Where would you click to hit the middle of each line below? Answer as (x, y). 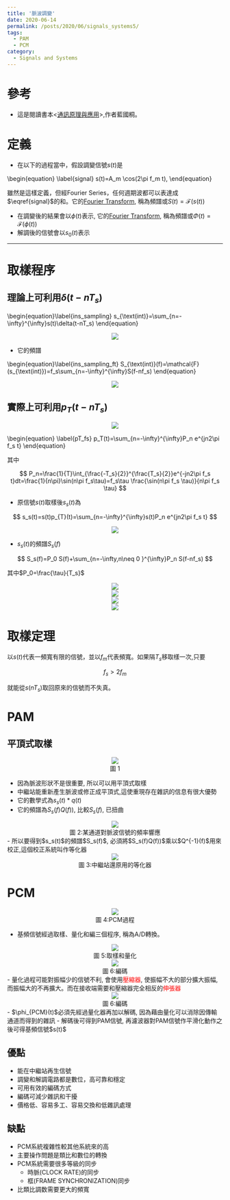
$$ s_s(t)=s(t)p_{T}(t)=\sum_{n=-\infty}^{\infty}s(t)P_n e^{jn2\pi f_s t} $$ (115, 517)
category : (21, 52)
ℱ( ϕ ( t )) (27, 224)
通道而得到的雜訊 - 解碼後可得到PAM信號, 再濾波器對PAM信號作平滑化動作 (112, 1021)
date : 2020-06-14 (32, 20)
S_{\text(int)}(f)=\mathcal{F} (160, 364)
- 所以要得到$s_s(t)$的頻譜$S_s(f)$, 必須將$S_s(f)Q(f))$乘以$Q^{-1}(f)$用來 (114, 841)
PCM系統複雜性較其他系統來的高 (63, 1146)
